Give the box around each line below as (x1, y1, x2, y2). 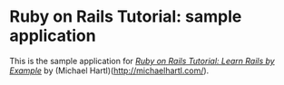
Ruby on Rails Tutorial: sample (9, 6, 242, 27)
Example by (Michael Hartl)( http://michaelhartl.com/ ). (9, 65, 210, 76)
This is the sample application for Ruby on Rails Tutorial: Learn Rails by (9, 55, 275, 66)
